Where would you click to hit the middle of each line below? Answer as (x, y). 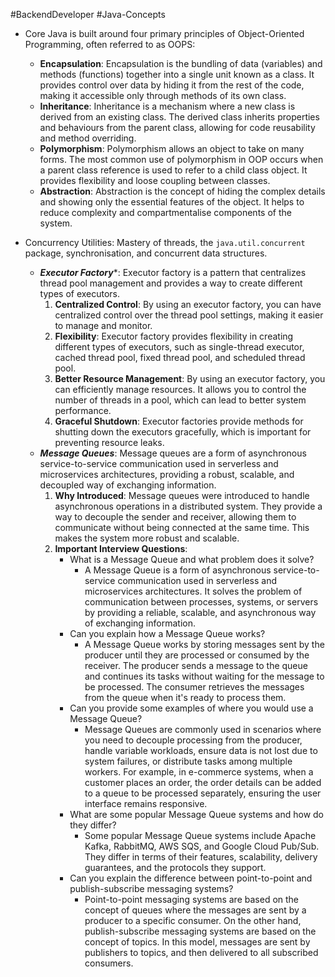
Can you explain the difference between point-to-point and (191, 878)
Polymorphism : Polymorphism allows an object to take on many (172, 148)
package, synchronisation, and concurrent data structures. (146, 253)
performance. (83, 410)
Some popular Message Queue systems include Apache (200, 835)
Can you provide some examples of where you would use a (191, 708)
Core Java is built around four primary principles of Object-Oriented (164, 33)
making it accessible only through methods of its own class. (163, 95)
